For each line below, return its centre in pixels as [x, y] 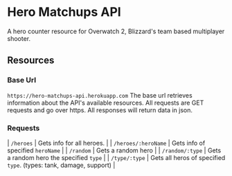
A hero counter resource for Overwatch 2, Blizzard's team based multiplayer [116, 31]
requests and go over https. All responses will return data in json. [100, 110]
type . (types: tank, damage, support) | [61, 165]
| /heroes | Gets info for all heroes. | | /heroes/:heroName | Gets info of [106, 143]
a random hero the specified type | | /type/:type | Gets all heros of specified [116, 157]
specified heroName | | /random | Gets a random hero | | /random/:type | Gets [114, 150]
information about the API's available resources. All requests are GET [106, 103]
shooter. [19, 38]
